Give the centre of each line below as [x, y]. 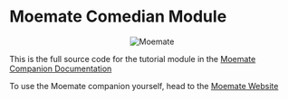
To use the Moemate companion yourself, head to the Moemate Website [144, 86]
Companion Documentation [61, 68]
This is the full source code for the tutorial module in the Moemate [133, 59]
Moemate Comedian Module [118, 17]
